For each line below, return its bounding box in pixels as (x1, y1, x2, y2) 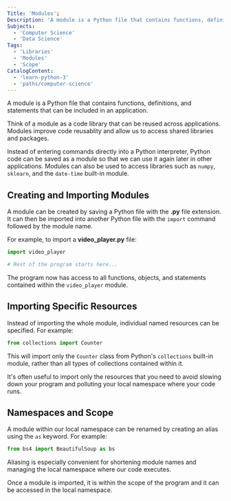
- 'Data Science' (13, 36, 63, 43)
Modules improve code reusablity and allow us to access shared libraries (7, 127, 214, 135)
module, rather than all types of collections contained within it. (7, 359, 184, 367)
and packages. (7, 135, 49, 143)
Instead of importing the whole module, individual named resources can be (7, 318, 220, 327)
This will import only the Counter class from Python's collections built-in (7, 351, 213, 360)
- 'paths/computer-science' (13, 80, 94, 87)
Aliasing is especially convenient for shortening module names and (7, 458, 197, 467)
